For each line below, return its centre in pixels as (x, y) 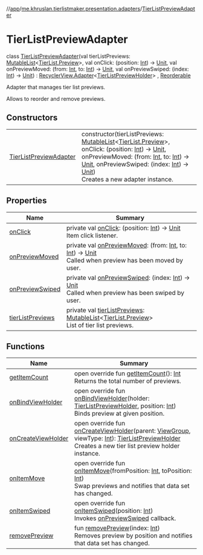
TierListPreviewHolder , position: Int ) (125, 406)
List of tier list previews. (100, 325)
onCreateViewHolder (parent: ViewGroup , (133, 431)
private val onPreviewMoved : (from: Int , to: (127, 245)
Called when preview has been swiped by (125, 293)
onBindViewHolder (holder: (112, 399)
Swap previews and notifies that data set (132, 486)
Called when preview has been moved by (124, 260)
